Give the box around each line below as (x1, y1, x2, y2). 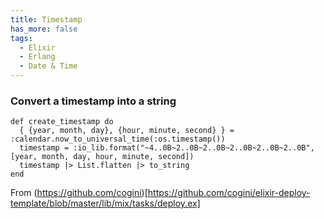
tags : (10, 33, 33, 43)
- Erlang (19, 52, 56, 62)
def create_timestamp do (10, 117, 114, 127)
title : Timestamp (10, 14, 83, 25)
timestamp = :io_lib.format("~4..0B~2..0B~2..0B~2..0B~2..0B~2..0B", (19, 143, 315, 153)
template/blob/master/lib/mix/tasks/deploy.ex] (10, 197, 201, 210)
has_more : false (10, 24, 78, 34)
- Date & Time (19, 61, 78, 71)
